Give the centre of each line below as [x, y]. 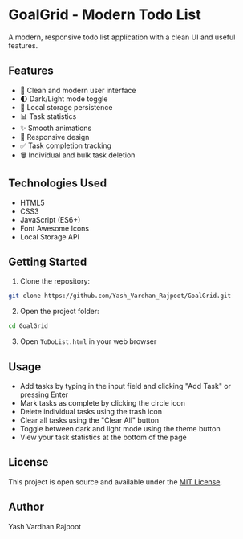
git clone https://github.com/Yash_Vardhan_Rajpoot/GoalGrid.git [119, 296]
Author [26, 507]
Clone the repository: [55, 281]
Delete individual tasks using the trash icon [91, 411]
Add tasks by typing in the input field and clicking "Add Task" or [125, 386]
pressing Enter [44, 394]
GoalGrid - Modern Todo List [105, 15]
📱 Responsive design [55, 137]
